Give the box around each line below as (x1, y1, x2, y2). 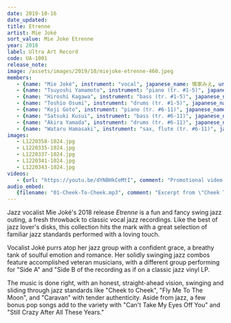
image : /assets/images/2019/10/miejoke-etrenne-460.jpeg (7, 67, 174, 74)
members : (7, 74, 32, 81)
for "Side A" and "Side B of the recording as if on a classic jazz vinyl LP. (7, 266, 210, 274)
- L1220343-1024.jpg (16, 163, 76, 171)
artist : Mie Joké (7, 29, 57, 37)
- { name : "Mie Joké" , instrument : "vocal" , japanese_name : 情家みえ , (16, 81, 216, 87)
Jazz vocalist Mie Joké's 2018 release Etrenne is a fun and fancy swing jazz (7, 208, 222, 217)
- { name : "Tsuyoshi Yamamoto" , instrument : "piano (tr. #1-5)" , (16, 87, 205, 94)
